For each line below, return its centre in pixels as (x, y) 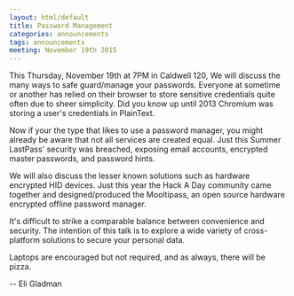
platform (24, 240)
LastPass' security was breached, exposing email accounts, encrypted (139, 149)
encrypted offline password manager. (78, 204)
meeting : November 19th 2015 (63, 51)
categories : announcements (59, 34)
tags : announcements (48, 42)
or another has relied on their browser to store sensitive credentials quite (142, 95)
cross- (256, 230)
